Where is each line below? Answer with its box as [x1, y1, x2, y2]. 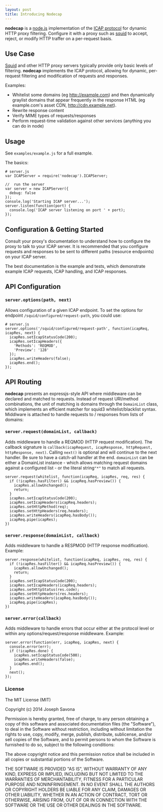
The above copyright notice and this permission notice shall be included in [5, 751, 155, 757]
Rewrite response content [12, 108, 64, 113]
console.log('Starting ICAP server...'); [5, 199, 91, 204]
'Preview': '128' [14, 348, 49, 352]
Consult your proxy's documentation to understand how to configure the [5, 238, 151, 244]
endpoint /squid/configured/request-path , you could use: [5, 312, 122, 318]
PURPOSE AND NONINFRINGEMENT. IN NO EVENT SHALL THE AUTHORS [5, 781, 155, 787]
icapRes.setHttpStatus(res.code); [9, 587, 80, 592]
